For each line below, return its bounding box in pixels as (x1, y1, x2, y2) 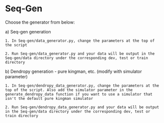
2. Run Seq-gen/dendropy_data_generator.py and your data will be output (5, 104, 160, 110)
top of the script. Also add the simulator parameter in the (5, 87, 133, 92)
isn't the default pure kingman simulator (5, 96, 93, 101)
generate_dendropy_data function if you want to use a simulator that (5, 92, 153, 96)
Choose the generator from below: (5, 19, 75, 25)
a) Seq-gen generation (5, 29, 51, 34)
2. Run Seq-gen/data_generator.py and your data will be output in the (5, 51, 155, 56)
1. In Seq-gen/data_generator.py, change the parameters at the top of (5, 38, 155, 43)
